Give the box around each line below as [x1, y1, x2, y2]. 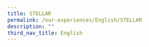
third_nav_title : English [7, 29, 83, 37]
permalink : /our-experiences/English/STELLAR [7, 17, 142, 23]
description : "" [7, 23, 55, 30]
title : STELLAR [7, 10, 52, 17]
